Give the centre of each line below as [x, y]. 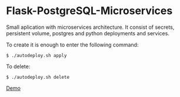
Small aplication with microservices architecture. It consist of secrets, [90, 27]
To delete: [18, 66]
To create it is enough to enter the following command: [72, 45]
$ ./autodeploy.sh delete [38, 77]
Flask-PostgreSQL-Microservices [89, 11]
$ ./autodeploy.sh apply [36, 55]
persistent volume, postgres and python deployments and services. [88, 33]
